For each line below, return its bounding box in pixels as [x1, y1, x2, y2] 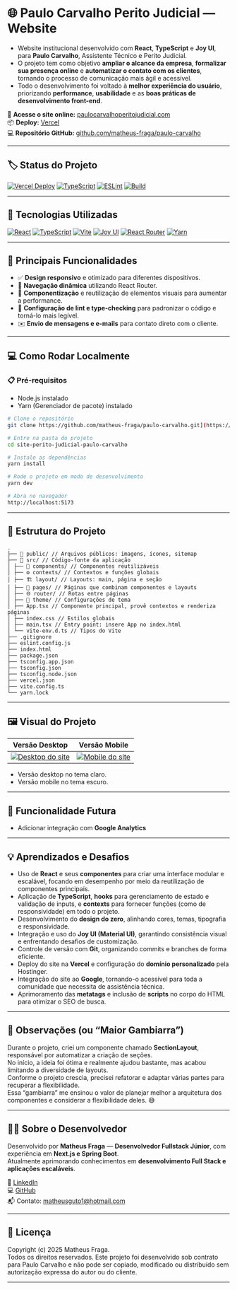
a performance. [17, 296, 63, 305]
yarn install [7, 460, 46, 467]
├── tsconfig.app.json [7, 658, 74, 666]
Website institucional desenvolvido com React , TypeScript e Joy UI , [17, 44, 217, 52]
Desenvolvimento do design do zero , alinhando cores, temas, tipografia [17, 914, 226, 924]
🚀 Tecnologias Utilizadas [7, 209, 118, 221]
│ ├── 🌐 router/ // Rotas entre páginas [7, 590, 129, 597]
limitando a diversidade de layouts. [7, 1066, 109, 1074]
